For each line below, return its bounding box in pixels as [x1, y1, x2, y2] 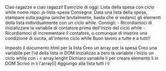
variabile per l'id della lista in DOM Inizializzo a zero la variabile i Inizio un [5, 50, 154, 56]
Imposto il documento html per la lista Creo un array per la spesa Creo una [5, 45, 157, 50]
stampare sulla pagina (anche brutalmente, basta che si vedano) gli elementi [5, 15, 161, 20]
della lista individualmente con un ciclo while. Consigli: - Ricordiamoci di [5, 20, 152, 25]
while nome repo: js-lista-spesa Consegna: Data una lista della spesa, [5, 9, 148, 15]
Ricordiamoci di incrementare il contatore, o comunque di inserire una [5, 30, 148, 36]
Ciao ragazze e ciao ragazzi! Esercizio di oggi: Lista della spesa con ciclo [5, 4, 155, 10]
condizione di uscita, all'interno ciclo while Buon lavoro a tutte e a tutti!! [5, 35, 151, 41]
